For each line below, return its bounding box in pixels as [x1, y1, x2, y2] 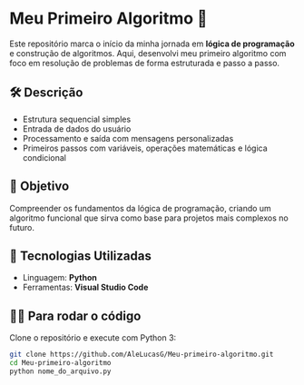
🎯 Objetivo [9, 179, 70, 194]
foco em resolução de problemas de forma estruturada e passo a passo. [9, 57, 279, 68]
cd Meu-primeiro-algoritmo [9, 359, 112, 368]
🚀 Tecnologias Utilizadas [9, 248, 152, 263]
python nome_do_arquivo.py [9, 367, 112, 376]
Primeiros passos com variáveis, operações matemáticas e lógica [22, 143, 268, 153]
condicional [22, 152, 66, 163]
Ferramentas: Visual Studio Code [22, 281, 149, 293]
